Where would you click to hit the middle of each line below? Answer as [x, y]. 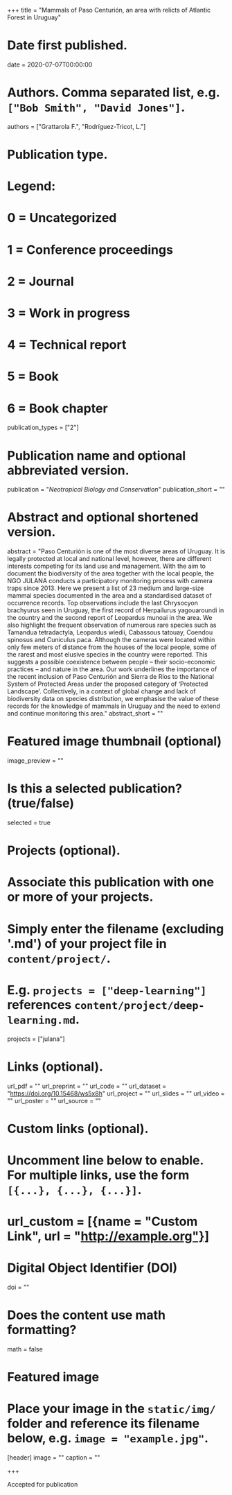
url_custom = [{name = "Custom [102, 1221]
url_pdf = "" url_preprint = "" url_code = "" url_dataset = [87, 1086]
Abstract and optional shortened [103, 518]
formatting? [42, 1330]
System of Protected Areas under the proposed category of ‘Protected [108, 684]
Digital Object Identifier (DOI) [92, 1268]
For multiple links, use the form [98, 1175]
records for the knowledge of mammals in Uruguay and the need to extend [114, 706]
